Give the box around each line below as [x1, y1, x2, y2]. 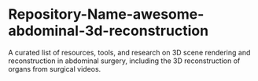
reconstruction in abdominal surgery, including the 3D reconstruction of [8, 56, 241, 65]
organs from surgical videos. [8, 64, 101, 73]
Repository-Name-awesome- [8, 5, 205, 23]
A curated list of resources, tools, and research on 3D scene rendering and [8, 48, 251, 57]
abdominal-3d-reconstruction [8, 22, 209, 40]
